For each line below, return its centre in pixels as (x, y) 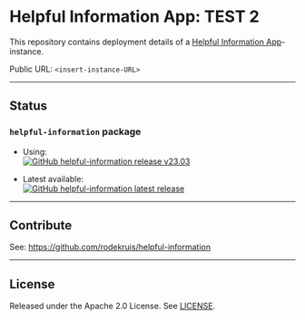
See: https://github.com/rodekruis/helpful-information (110, 247)
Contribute (41, 225)
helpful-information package (75, 131)
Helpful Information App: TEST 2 (135, 17)
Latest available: (53, 179)
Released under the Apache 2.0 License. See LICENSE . (113, 306)
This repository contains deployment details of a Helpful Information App (146, 42)
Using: (34, 151)
